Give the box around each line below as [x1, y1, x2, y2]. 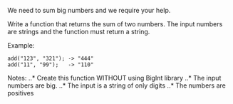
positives [7, 89, 34, 97]
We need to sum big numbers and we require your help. [7, 6, 171, 14]
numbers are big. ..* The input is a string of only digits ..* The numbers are [7, 81, 226, 90]
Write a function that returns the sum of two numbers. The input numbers [7, 20, 223, 28]
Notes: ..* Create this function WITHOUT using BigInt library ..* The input [7, 74, 222, 82]
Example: [7, 41, 35, 49]
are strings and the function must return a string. [7, 28, 150, 36]
